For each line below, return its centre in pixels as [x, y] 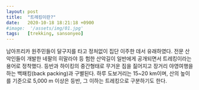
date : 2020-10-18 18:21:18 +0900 [50, 22]
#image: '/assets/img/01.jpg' [45, 28]
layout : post [22, 12]
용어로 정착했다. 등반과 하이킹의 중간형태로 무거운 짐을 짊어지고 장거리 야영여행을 [100, 66]
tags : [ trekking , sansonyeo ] [45, 34]
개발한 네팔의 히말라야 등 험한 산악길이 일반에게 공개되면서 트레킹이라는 [109, 59]
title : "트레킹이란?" [31, 17]
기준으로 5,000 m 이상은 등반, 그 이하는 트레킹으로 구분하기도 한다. [90, 81]
